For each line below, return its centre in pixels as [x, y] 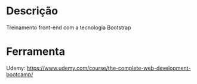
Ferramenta [36, 52]
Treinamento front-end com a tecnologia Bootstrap [69, 27]
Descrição [32, 11]
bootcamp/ [20, 74]
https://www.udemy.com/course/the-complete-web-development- [109, 68]
